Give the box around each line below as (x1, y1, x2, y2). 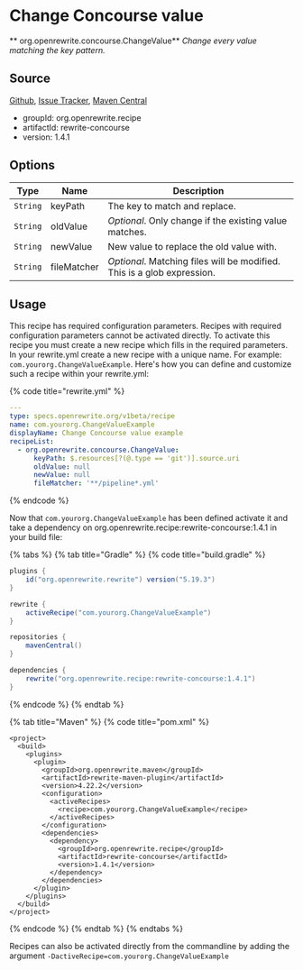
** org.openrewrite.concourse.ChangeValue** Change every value (9, 35, 257, 46)
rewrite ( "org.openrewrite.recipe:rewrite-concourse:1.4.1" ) (25, 673, 256, 683)
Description (172, 184, 225, 197)
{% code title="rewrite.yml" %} (9, 386, 125, 397)
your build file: (9, 532, 63, 543)
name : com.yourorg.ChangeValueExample (9, 420, 155, 429)
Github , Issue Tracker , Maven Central (9, 95, 147, 105)
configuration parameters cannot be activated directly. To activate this (9, 330, 271, 341)
